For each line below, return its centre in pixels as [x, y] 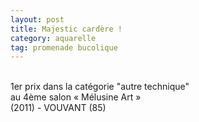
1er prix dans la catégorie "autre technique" [100, 87]
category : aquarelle [53, 38]
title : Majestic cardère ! [66, 29]
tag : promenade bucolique [64, 47]
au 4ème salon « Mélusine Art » [76, 97]
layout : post [37, 19]
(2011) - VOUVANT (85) [58, 108]
